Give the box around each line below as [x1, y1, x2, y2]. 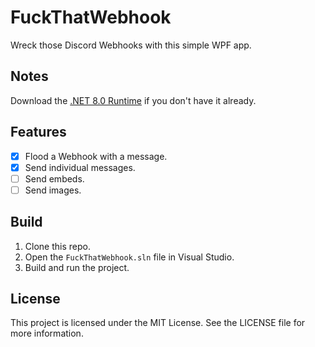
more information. [10, 327, 84, 340]
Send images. [24, 184, 82, 196]
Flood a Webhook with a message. [24, 150, 168, 162]
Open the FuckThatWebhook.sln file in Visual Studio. [24, 251, 235, 263]
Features [10, 124, 67, 141]
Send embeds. [24, 172, 85, 185]
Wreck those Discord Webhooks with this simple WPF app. [10, 39, 252, 51]
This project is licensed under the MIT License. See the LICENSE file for [10, 317, 306, 329]
